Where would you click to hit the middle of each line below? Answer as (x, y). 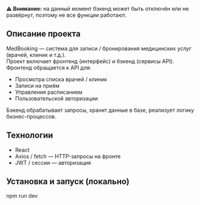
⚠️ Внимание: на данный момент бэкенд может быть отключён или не (98, 9)
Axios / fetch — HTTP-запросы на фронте (68, 156)
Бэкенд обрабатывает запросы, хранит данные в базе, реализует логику (100, 110)
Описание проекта (43, 34)
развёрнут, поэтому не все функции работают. (66, 15)
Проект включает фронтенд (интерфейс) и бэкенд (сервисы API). (90, 61)
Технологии (30, 136)
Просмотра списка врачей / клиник (61, 79)
